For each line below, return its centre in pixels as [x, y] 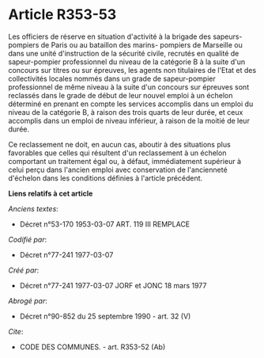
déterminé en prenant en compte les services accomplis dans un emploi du [131, 104]
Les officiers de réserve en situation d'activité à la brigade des [110, 36]
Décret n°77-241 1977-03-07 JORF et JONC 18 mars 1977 [113, 285]
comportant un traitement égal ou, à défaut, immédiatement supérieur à [125, 161]
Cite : [16, 331]
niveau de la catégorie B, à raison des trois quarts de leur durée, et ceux [126, 112]
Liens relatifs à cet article [51, 193]
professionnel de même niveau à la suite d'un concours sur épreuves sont [129, 87]
